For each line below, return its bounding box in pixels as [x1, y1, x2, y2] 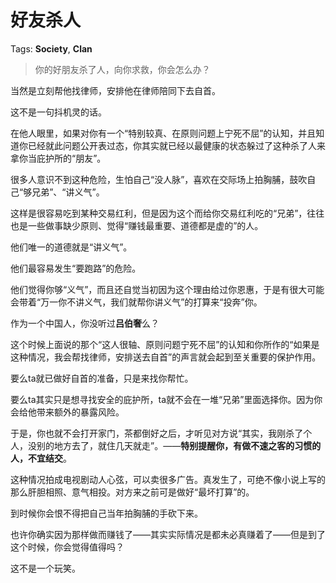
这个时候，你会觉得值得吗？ [10, 541, 125, 553]
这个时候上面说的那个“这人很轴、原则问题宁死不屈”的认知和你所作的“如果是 [10, 338, 320, 350]
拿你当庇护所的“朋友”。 [10, 152, 107, 164]
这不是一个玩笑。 [10, 562, 81, 574]
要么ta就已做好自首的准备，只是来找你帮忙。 [10, 372, 194, 384]
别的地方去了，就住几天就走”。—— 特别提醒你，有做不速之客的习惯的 [36, 439, 322, 451]
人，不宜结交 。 [10, 452, 72, 464]
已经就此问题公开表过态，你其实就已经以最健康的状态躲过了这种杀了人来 [27, 139, 326, 151]
